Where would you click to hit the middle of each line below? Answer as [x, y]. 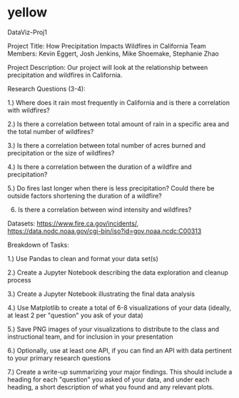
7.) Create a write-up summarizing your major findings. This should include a [120, 372]
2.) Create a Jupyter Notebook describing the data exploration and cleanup [118, 272]
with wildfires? [29, 110]
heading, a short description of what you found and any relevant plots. [111, 387]
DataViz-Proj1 [27, 32]
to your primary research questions [59, 358]
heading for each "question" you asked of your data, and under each [108, 379]
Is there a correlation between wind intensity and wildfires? [105, 209]
